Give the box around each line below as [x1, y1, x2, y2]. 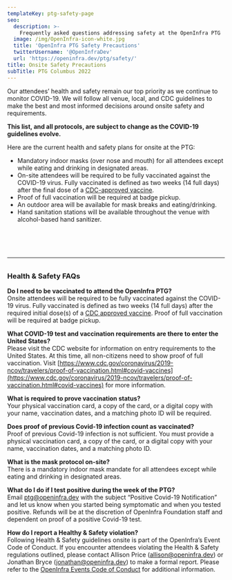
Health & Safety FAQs [7, 271, 81, 280]
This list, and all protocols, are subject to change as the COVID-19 [7, 122, 199, 130]
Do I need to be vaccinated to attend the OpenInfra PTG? [7, 287, 173, 295]
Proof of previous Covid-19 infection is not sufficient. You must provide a [7, 429, 214, 438]
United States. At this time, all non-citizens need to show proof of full [7, 351, 204, 360]
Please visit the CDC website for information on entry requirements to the [7, 344, 216, 352]
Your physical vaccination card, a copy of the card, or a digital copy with [7, 401, 213, 409]
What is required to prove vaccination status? [7, 394, 141, 403]
